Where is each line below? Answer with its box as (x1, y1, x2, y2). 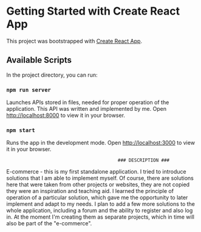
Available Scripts (6, 55, 72, 65)
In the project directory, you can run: (6, 71, 98, 79)
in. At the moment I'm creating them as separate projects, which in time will (6, 213, 194, 220)
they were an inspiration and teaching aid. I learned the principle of (6, 188, 174, 195)
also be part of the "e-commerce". (6, 220, 92, 227)
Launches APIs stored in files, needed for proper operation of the (6, 99, 169, 106)
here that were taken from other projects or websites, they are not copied (6, 181, 190, 188)
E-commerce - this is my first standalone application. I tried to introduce (6, 168, 186, 175)
